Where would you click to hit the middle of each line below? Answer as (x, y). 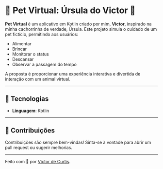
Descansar (23, 59)
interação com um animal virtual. (38, 79)
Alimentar (22, 43)
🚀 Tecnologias (27, 99)
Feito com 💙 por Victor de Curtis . (38, 161)
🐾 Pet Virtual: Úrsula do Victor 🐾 (70, 10)
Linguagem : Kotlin (31, 111)
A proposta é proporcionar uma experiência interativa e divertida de (73, 74)
